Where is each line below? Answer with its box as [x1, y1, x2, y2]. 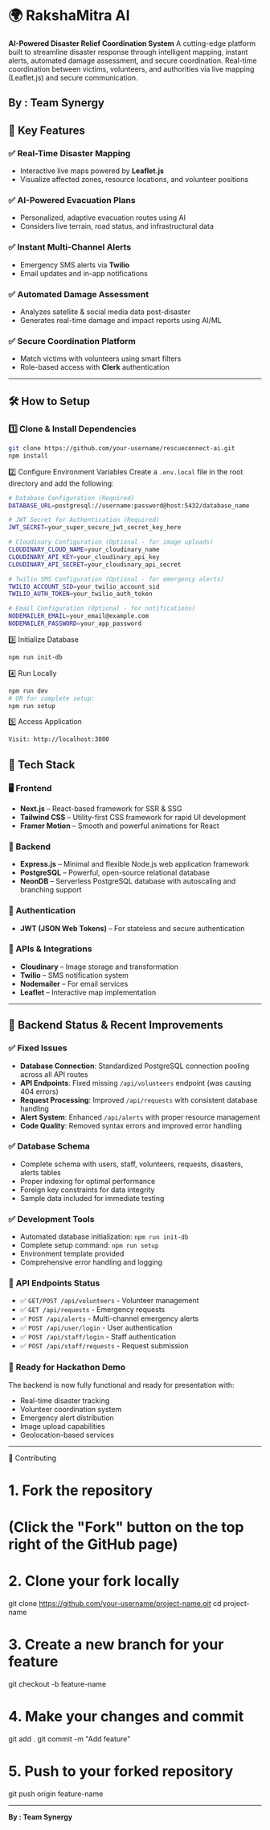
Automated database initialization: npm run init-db [19, 1232, 189, 1241]
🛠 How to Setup [8, 394, 91, 408]
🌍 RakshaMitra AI [8, 6, 130, 25]
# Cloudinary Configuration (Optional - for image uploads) [8, 538, 215, 546]
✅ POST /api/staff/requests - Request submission [19, 1341, 189, 1351]
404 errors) [19, 1087, 59, 1096]
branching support [19, 885, 82, 895]
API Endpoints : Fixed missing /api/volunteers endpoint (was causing [19, 1078, 252, 1087]
